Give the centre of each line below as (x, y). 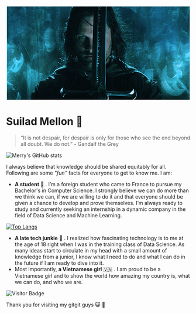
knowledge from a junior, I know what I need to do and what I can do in (100, 257)
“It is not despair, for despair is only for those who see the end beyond (105, 138)
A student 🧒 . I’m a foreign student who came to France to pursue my (98, 184)
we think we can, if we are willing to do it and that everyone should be (99, 196)
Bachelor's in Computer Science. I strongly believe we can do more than (102, 190)
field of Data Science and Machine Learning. (68, 215)
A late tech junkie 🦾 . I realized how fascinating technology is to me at (99, 238)
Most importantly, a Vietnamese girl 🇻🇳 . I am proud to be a (87, 269)
